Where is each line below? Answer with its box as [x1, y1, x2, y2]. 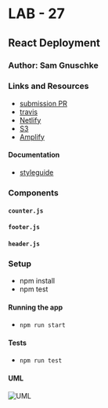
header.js [8, 239, 41, 248]
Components [8, 187, 59, 198]
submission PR [19, 98, 68, 108]
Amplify [19, 132, 45, 142]
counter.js [8, 206, 44, 215]
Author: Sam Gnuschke [8, 60, 99, 71]
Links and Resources [8, 80, 89, 91]
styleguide [19, 168, 54, 177]
